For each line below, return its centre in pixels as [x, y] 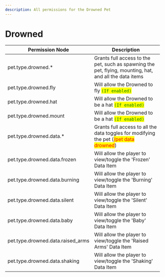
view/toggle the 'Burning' [123, 180]
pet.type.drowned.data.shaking [43, 261]
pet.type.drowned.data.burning [43, 180]
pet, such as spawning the [124, 64]
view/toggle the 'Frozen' [122, 159]
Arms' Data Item [113, 246]
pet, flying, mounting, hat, [124, 70]
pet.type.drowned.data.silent [41, 200]
